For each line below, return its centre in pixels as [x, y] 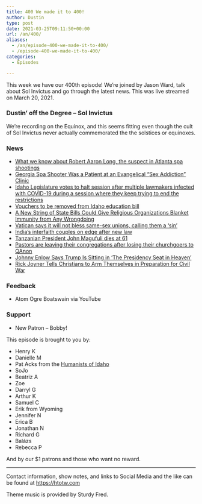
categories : [21, 57]
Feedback [21, 286]
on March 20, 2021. [30, 98]
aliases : [17, 40]
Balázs [23, 441]
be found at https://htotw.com [43, 482]
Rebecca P [28, 447]
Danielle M [28, 358]
